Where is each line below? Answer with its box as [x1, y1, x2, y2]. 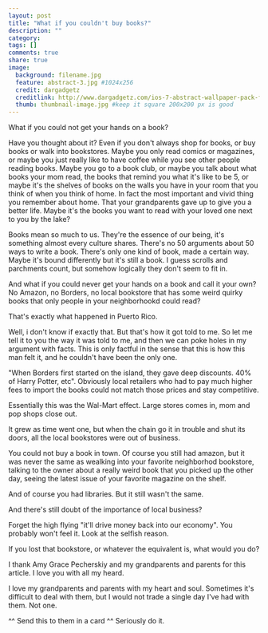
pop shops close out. [8, 409, 77, 419]
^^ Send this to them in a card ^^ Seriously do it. [8, 616, 165, 626]
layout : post [8, 11, 52, 20]
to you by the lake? [8, 215, 70, 224]
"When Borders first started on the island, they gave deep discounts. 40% [8, 368, 252, 378]
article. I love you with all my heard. [8, 568, 125, 578]
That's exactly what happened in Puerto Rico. [8, 312, 158, 322]
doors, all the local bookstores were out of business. [8, 433, 181, 443]
